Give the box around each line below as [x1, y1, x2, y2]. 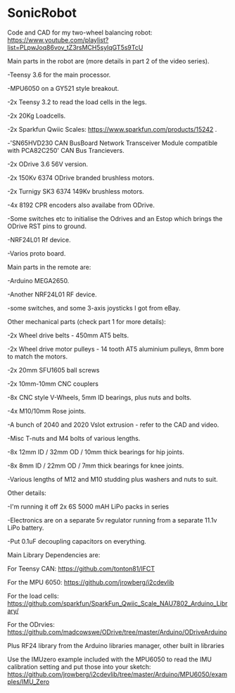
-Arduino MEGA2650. [7, 276, 70, 285]
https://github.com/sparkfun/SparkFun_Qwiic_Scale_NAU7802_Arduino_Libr [7, 599, 228, 607]
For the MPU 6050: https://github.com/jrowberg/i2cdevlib [7, 577, 174, 586]
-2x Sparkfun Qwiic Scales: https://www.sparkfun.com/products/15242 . [7, 125, 217, 133]
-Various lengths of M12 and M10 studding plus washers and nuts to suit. [7, 475, 218, 483]
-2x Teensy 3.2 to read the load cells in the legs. [7, 97, 147, 106]
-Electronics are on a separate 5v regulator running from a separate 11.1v [7, 516, 217, 524]
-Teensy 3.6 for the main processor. [7, 70, 111, 79]
